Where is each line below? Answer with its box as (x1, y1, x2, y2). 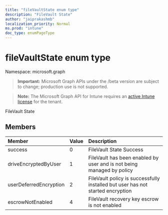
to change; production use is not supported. (17, 83, 108, 89)
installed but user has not (88, 181, 147, 188)
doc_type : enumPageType (5, 30, 55, 35)
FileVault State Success (88, 146, 143, 153)
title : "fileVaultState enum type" (5, 7, 79, 12)
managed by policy (88, 166, 133, 173)
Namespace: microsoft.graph (5, 68, 65, 74)
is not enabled (88, 201, 121, 208)
